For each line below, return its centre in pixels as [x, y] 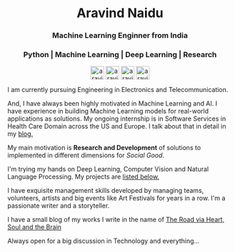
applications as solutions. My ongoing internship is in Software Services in [117, 119]
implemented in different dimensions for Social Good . [86, 156]
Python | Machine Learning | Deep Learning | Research [120, 55]
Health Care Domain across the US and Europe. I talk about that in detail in [117, 126]
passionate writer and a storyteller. [59, 206]
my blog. [20, 134]
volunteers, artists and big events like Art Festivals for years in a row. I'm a [116, 198]
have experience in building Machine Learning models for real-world [108, 111]
